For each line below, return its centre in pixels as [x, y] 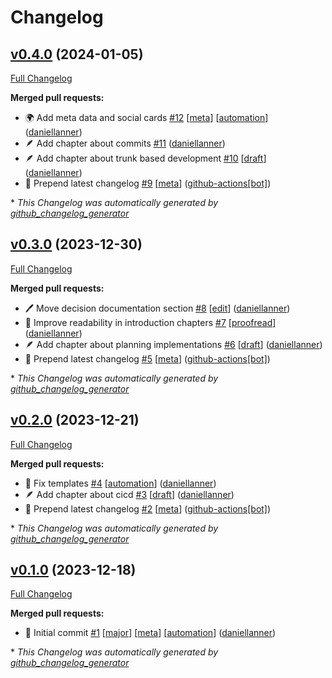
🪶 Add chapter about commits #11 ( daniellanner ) [125, 143]
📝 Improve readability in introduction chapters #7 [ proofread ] [150, 322]
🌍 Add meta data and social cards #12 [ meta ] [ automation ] [146, 117]
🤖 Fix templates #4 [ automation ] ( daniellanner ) [120, 483]
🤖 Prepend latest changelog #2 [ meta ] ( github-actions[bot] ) [148, 508]
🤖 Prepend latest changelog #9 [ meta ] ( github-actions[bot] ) [148, 183]
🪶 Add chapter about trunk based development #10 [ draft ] [145, 158]
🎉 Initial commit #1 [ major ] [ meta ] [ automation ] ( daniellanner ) [150, 633]
